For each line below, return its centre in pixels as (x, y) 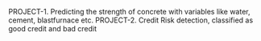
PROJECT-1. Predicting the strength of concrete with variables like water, (129, 12)
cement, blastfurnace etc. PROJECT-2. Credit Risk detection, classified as (131, 20)
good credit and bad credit (53, 29)
